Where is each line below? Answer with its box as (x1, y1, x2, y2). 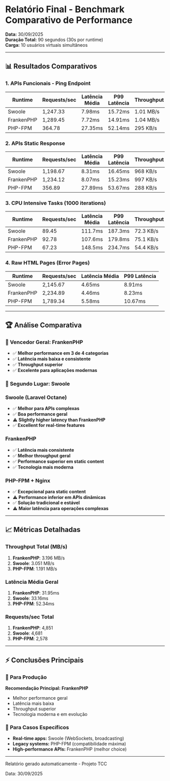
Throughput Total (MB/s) (5, 543, 67, 550)
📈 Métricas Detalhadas (5, 525, 81, 534)
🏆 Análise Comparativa (5, 321, 82, 329)
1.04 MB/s (134, 116, 160, 123)
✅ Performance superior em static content (12, 458, 104, 464)
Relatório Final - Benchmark (5, 4, 125, 15)
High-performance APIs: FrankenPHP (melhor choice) (12, 746, 127, 753)
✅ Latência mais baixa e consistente (12, 356, 91, 362)
